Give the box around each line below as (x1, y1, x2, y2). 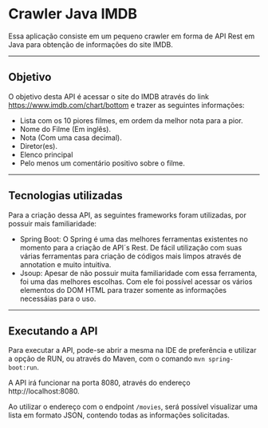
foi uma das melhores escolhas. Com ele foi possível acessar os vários (19, 277, 253, 286)
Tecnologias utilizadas (8, 189, 123, 202)
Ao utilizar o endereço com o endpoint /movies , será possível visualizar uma (8, 402, 258, 412)
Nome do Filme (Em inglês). (19, 124, 112, 134)
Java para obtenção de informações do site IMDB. (8, 39, 173, 49)
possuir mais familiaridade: (8, 218, 97, 228)
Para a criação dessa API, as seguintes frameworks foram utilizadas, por (8, 210, 247, 220)
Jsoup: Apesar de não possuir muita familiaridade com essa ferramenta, (19, 268, 258, 278)
